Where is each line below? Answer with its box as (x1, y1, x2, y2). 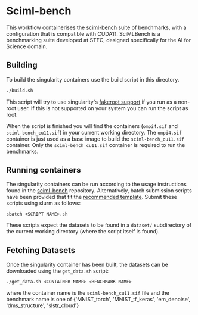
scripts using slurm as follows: (6, 199, 81, 207)
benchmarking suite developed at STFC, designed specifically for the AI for (6, 36, 191, 43)
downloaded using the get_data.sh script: (6, 267, 109, 275)
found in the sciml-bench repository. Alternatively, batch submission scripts (6, 187, 192, 194)
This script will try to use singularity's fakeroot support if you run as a (6, 98, 177, 105)
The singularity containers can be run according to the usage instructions (6, 180, 187, 188)
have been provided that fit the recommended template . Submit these (6, 194, 177, 201)
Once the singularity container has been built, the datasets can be (6, 261, 168, 269)
